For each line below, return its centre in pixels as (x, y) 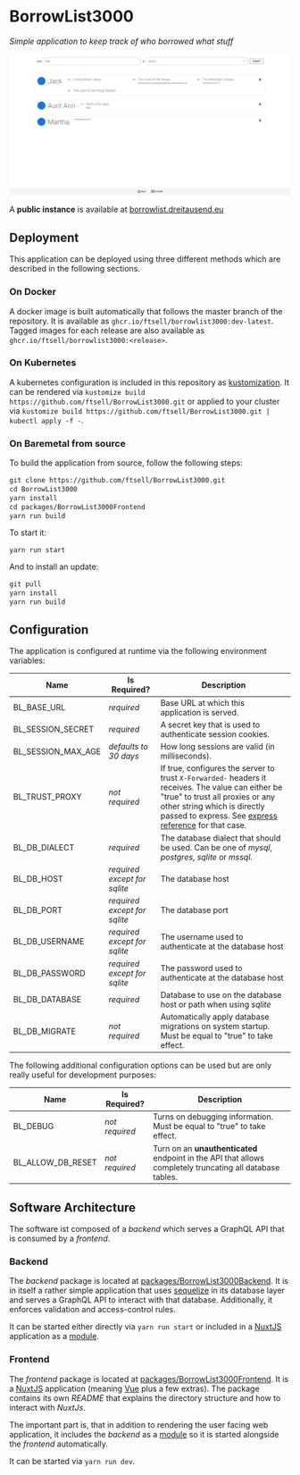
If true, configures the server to (217, 768)
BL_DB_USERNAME (49, 942)
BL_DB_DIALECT (44, 847)
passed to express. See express (219, 816)
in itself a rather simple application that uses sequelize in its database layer (147, 1291)
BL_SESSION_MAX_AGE (57, 751)
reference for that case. (204, 825)
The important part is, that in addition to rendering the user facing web (139, 1425)
